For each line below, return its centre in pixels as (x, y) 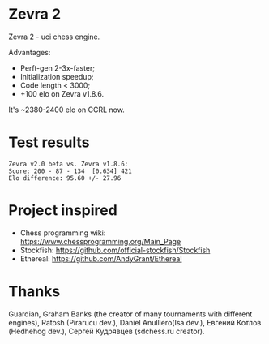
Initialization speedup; (57, 76)
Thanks (34, 291)
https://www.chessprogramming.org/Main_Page (100, 241)
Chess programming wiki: (63, 233)
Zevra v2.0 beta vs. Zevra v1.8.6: (68, 164)
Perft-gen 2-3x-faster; (58, 68)
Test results (49, 142)
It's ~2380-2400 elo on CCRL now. (67, 110)
